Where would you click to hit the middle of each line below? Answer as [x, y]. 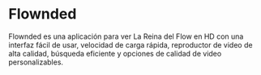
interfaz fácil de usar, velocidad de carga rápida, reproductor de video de [130, 44]
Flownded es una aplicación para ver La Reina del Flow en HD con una [126, 36]
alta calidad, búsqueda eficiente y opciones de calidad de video [115, 53]
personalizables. [36, 62]
